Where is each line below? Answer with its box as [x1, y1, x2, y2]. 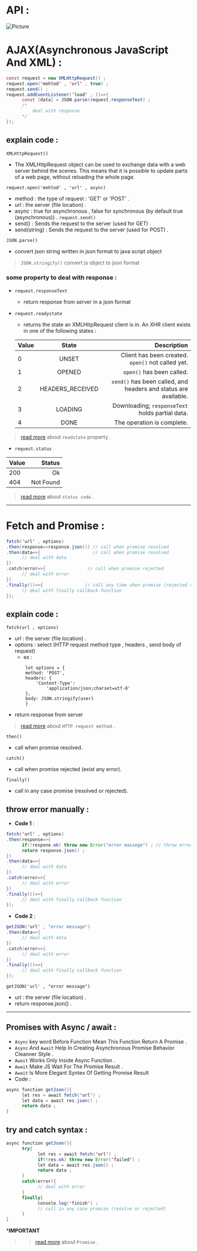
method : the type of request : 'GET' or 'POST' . [14, 195, 130, 202]
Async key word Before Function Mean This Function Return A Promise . [14, 1038, 187, 1045]
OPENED [57, 367, 81, 376]
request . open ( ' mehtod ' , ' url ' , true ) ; [6, 80, 109, 87]
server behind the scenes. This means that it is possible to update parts [14, 167, 188, 174]
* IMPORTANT [6, 1227, 40, 1234]
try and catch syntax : [6, 1124, 88, 1134]
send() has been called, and [111, 377, 188, 386]
